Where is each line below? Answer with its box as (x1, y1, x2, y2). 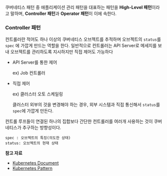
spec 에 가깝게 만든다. (12, 108, 54, 114)
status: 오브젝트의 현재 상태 (5, 141, 59, 146)
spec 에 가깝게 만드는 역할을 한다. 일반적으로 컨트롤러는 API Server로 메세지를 (5, 43, 157, 49)
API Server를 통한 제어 (12, 59, 57, 66)
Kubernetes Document (12, 160, 59, 166)
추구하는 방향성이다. (22, 125, 61, 131)
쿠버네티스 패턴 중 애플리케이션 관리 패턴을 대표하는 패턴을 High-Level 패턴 (5, 4, 152, 10)
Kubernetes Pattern (12, 166, 53, 172)
